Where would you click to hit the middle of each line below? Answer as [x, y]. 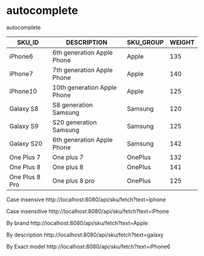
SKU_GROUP [145, 42]
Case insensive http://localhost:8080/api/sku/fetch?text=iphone [86, 199]
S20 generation [75, 122]
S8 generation [73, 105]
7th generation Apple [83, 70]
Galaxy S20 [26, 143]
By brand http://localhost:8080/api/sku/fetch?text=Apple [77, 223]
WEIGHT [182, 42]
